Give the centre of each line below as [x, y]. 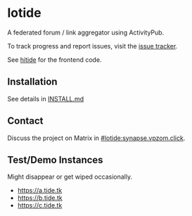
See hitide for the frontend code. [55, 59]
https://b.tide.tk [40, 198]
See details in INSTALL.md [46, 99]
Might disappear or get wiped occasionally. [70, 177]
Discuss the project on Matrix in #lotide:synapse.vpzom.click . [96, 138]
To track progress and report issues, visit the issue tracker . [92, 46]
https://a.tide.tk [40, 191]
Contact [25, 121]
